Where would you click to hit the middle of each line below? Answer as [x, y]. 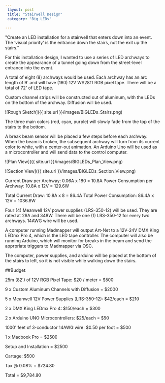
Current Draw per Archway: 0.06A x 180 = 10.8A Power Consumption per [79, 181]
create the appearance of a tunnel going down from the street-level [73, 63]
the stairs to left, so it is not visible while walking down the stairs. [71, 261]
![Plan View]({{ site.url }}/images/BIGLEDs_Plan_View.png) [64, 162]
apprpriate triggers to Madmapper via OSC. [49, 246]
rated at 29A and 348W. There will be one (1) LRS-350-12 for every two [77, 216]
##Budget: [16, 270]
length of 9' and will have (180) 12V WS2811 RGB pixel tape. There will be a [81, 83]
